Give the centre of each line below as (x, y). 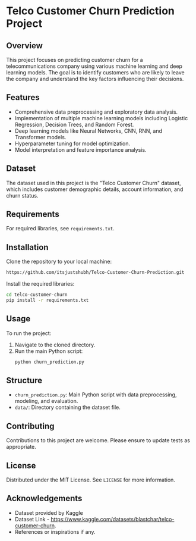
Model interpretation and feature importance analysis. (80, 149)
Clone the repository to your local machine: (59, 262)
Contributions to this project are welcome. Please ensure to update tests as (98, 440)
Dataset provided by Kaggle (49, 512)
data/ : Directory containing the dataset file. (67, 407)
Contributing (30, 426)
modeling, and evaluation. (46, 401)
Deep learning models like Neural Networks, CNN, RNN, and (88, 131)
